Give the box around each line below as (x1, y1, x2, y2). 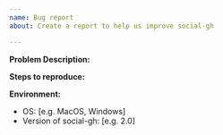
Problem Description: (9, 54, 90, 64)
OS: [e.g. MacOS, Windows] (21, 105, 126, 116)
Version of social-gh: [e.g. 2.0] (21, 115, 136, 126)
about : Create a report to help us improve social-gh (9, 21, 215, 30)
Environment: (9, 89, 61, 99)
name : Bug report (9, 13, 74, 22)
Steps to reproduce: (9, 71, 85, 81)
